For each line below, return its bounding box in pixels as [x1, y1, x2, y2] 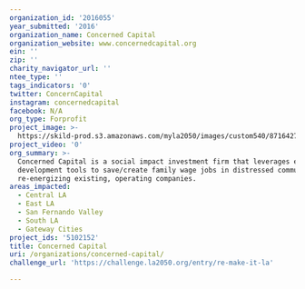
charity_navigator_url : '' [9, 65, 112, 74]
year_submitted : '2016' [9, 22, 100, 31]
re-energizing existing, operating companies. [17, 174, 197, 183]
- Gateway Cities [17, 224, 84, 234]
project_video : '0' [9, 140, 84, 149]
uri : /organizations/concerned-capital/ [9, 250, 165, 259]
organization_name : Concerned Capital [9, 30, 156, 39]
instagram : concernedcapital [9, 97, 120, 107]
